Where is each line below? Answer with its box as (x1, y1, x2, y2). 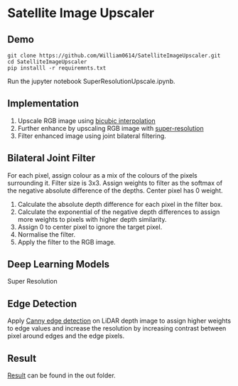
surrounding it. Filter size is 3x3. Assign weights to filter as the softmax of (7, 178, 222, 187)
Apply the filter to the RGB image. (17, 237, 116, 246)
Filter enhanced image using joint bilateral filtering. (17, 132, 167, 140)
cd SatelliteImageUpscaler (7, 58, 87, 65)
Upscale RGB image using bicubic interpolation (17, 116, 156, 125)
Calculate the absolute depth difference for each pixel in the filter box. (17, 200, 223, 208)
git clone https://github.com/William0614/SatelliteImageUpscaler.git (7, 52, 221, 59)
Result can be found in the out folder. (7, 371, 116, 380)
